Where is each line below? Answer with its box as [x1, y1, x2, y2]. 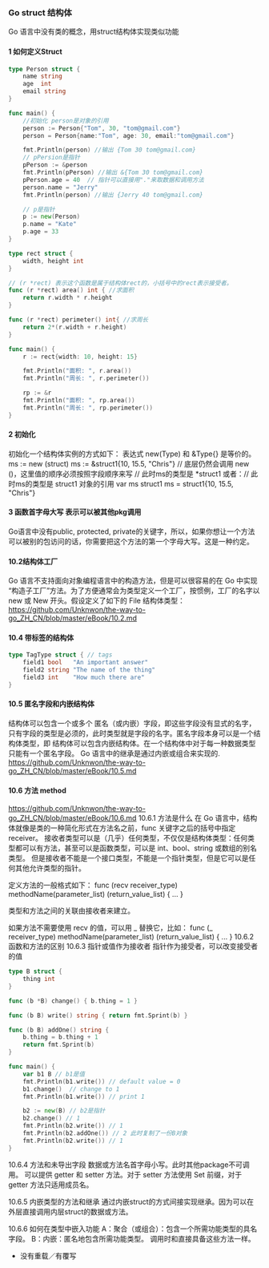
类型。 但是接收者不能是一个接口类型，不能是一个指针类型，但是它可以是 [8, 854, 249, 863]
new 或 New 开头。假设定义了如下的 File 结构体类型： [8, 596, 186, 606]
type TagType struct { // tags [8, 651, 113, 659]
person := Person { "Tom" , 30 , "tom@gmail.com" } [22, 124, 181, 132]
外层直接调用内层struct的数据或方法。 [8, 1206, 134, 1216]
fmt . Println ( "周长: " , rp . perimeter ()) [22, 403, 154, 412]
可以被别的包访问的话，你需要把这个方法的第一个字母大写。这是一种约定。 [8, 537, 254, 547]
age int [22, 80, 52, 88]
